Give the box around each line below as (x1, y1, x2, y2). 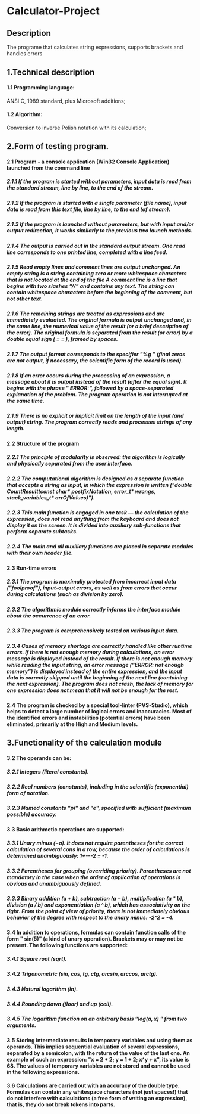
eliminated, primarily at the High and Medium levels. (7, 720, 138, 728)
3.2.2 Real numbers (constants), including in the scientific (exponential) (7, 783, 189, 790)
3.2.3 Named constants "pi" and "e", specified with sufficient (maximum (7, 805, 192, 812)
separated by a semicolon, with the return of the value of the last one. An (7, 1049, 191, 1056)
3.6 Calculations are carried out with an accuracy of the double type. (7, 1082, 180, 1089)
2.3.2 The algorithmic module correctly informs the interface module (7, 606, 181, 613)
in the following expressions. (7, 1068, 80, 1075)
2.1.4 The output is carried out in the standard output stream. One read (7, 242, 186, 249)
